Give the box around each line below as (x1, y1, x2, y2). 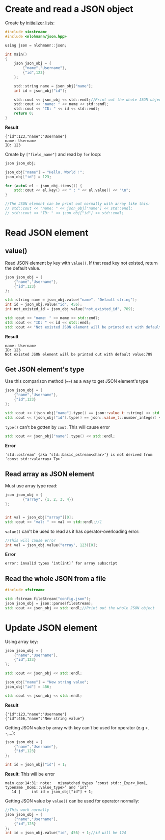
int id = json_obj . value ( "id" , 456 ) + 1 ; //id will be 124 (5, 831, 126, 836)
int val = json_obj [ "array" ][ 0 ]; (5, 515, 74, 520)
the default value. (5, 265, 41, 271)
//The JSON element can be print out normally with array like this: (5, 201, 151, 206)
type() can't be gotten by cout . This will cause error (5, 424, 110, 430)
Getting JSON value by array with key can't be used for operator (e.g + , (5, 724, 149, 730)
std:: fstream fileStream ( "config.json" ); (5, 597, 91, 601)
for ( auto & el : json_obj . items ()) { (5, 183, 82, 188)
